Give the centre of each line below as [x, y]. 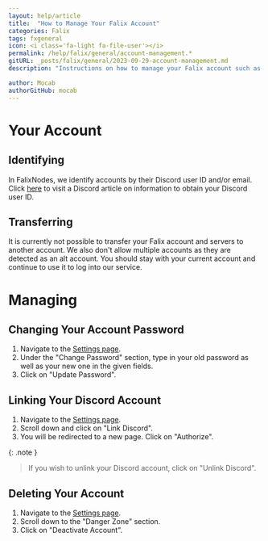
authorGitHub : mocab [43, 90]
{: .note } [23, 452]
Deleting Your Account [66, 493]
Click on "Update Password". [68, 375]
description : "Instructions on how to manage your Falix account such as [135, 69]
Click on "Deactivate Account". [71, 530]
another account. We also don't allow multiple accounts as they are [120, 250]
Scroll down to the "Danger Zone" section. [90, 521]
